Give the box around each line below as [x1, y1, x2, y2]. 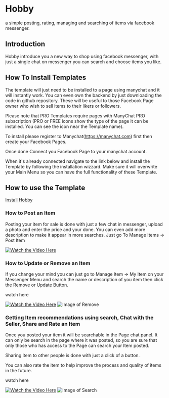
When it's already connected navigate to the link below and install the [5, 158, 150, 164]
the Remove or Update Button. [5, 282, 68, 288]
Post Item [5, 237, 25, 243]
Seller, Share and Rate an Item [5, 320, 80, 327]
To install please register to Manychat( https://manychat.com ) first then [5, 133, 153, 139]
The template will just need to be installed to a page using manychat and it [5, 86, 160, 93]
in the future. [5, 368, 32, 374]
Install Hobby [5, 197, 33, 203]
